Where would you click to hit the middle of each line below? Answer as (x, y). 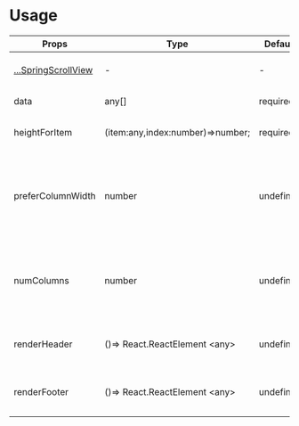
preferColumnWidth (55, 195)
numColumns (41, 280)
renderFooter (41, 391)
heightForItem (43, 132)
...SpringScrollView (53, 70)
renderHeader (43, 344)
